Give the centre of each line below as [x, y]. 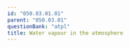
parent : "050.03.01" [37, 20]
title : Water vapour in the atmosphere [65, 33]
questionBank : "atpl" [39, 26]
